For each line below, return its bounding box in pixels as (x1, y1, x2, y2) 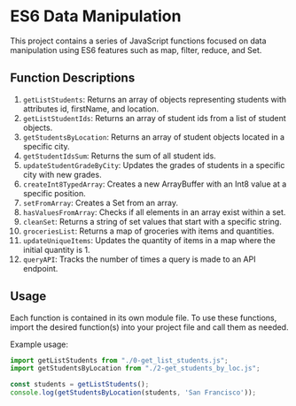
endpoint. (22, 263, 58, 273)
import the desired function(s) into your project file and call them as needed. (10, 321, 289, 333)
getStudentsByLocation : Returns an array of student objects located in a (22, 131, 285, 142)
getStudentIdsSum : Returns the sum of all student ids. (22, 150, 216, 161)
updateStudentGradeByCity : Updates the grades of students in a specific (22, 159, 285, 170)
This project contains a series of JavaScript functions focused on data (10, 35, 267, 46)
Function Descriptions (10, 71, 136, 86)
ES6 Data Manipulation (10, 6, 182, 27)
